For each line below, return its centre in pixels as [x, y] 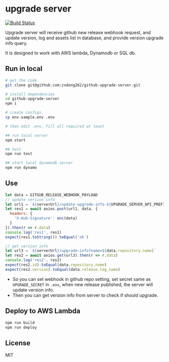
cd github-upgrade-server [32, 99]
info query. [16, 43]
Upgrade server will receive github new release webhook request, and [78, 32]
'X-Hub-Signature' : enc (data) [46, 219]
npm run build [20, 323]
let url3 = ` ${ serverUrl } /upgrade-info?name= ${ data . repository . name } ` [81, 251]
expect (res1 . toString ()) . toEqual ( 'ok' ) [47, 237]
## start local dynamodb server [39, 163]
